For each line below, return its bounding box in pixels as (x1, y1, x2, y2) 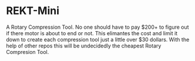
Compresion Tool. (6, 48, 49, 55)
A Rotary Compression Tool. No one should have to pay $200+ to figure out (6, 23, 189, 30)
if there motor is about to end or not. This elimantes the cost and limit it (6, 29, 178, 36)
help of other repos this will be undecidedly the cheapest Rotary (6, 42, 162, 49)
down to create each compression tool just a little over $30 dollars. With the (6, 36, 190, 43)
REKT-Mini (6, 4, 60, 18)
